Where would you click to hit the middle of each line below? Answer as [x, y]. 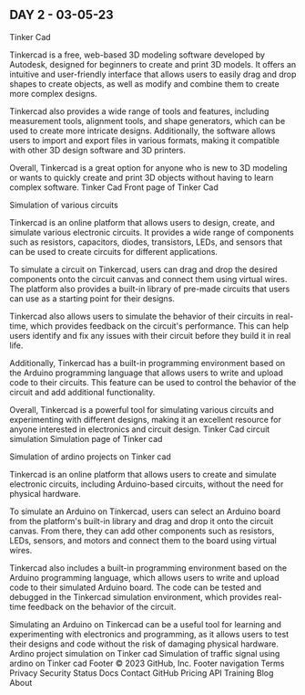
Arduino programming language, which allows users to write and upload [144, 577]
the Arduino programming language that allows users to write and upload [147, 373]
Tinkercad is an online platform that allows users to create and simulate [143, 474]
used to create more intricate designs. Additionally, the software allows [142, 131]
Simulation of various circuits [64, 205]
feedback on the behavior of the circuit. [102, 606]
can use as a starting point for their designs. [92, 298]
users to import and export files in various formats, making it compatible [145, 140]
